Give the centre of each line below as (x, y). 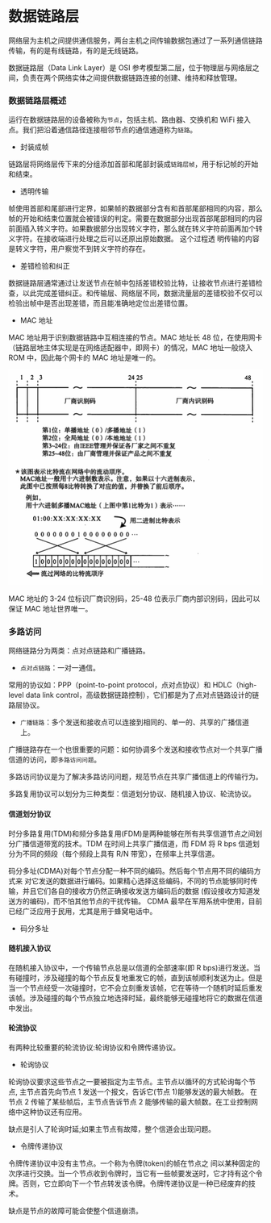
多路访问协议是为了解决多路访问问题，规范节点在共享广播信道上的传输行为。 (135, 777)
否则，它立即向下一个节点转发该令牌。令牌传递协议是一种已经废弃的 (135, 1183)
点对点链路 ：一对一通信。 (60, 668)
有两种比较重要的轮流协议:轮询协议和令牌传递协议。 (94, 1047)
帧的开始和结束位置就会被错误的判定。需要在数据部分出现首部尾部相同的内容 (135, 219)
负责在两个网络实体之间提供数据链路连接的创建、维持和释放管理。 (132, 77)
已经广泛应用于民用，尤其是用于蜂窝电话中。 (83, 911)
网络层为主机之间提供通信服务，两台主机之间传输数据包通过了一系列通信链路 (135, 40)
